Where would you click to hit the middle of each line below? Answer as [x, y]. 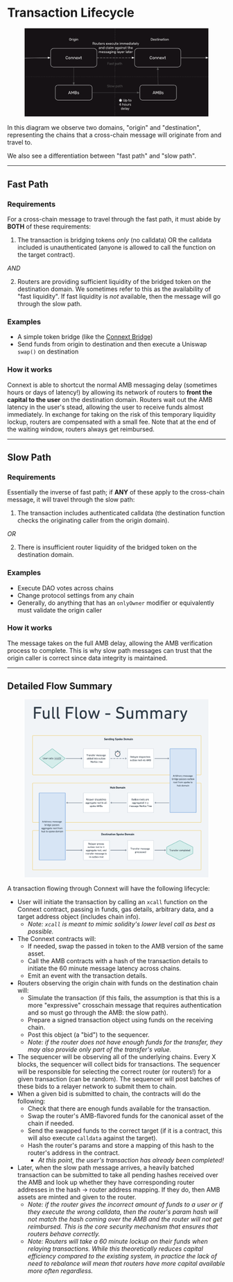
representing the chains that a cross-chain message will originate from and [114, 135]
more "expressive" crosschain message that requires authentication [124, 1005]
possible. [41, 931]
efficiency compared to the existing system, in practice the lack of [122, 1256]
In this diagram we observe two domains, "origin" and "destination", [104, 128]
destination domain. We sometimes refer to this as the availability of [114, 289]
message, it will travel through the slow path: [71, 500]
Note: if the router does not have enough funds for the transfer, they [125, 1042]
